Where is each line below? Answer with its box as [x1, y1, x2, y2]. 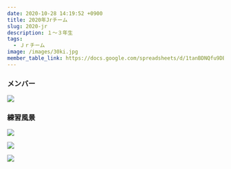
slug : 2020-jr [7, 23, 48, 30]
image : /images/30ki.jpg [7, 49, 78, 56]
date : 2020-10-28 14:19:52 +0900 [7, 10, 103, 17]
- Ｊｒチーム [13, 42, 45, 49]
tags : [7, 36, 23, 43]
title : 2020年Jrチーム [7, 16, 68, 23]
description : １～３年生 [7, 29, 74, 36]
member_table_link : [7, 55, 63, 62]
